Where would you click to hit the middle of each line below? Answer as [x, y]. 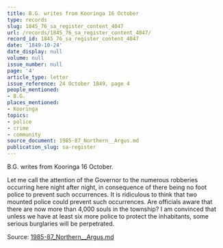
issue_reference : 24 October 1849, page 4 [68, 84]
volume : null [26, 58]
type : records [27, 20]
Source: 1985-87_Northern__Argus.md [61, 237]
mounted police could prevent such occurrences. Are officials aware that [110, 202]
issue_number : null [35, 64]
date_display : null [35, 52]
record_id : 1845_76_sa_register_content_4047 [73, 39]
